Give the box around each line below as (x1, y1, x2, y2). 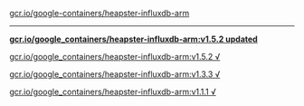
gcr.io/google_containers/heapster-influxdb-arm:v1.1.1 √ (9, 86, 217, 97)
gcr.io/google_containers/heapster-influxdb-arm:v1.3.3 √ (9, 69, 221, 80)
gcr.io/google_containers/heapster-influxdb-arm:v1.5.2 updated (9, 34, 258, 44)
